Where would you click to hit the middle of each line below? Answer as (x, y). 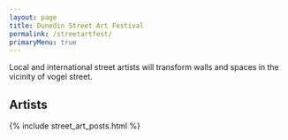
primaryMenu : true (43, 42)
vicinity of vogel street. (51, 77)
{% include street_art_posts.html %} (75, 126)
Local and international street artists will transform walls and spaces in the (144, 67)
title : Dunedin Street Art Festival (76, 26)
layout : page (33, 17)
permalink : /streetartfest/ (61, 34)
